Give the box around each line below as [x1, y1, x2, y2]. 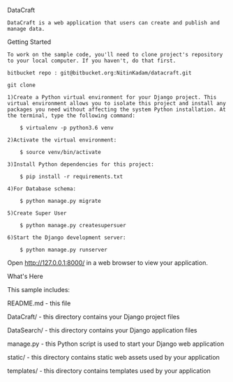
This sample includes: [7, 286, 70, 293]
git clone [7, 82, 36, 89]
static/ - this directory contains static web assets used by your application [7, 353, 220, 361]
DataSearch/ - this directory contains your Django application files [7, 326, 197, 334]
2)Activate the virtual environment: [7, 137, 117, 144]
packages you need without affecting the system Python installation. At [7, 106, 227, 113]
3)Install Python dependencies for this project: [7, 161, 155, 168]
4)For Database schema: [7, 185, 77, 192]
